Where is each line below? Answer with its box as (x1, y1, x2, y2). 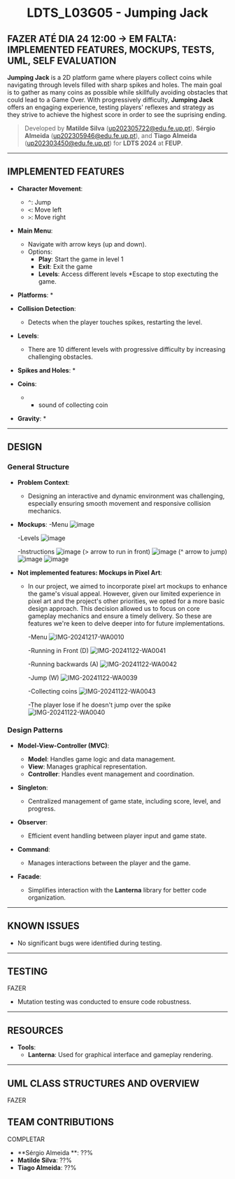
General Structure (7, 462, 70, 472)
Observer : (17, 818, 48, 826)
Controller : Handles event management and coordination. (27, 769, 194, 778)
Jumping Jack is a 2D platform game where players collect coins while (7, 74, 212, 81)
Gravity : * (17, 414, 47, 422)
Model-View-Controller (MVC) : (17, 741, 110, 750)
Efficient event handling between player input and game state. (27, 832, 207, 840)
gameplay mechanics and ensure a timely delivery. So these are (27, 612, 212, 620)
